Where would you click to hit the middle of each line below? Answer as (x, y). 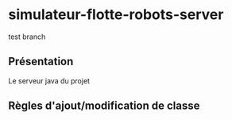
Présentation (41, 62)
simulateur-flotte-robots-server (116, 15)
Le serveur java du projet (49, 80)
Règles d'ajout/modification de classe (104, 106)
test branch (27, 37)
